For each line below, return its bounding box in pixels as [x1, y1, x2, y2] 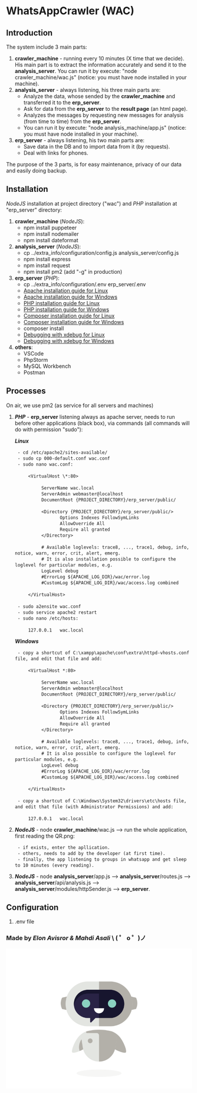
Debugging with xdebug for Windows [23, 337, 114, 344]
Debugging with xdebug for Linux [23, 331, 105, 338]
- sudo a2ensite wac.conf [17, 603, 81, 610]
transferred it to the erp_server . [23, 99, 101, 106]
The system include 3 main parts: [6, 43, 87, 50]
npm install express [23, 255, 71, 262]
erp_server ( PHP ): [14, 274, 60, 281]
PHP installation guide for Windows [23, 306, 109, 313]
